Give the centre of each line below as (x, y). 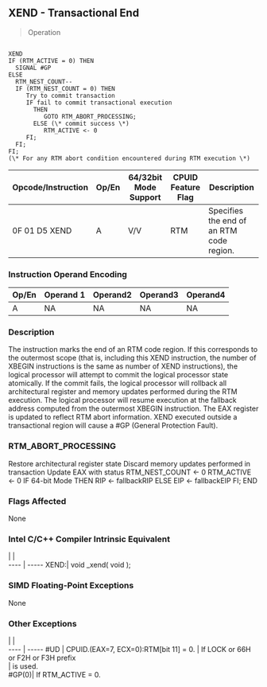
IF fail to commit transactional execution (99, 103)
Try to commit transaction (70, 96)
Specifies (226, 210)
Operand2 (112, 295)
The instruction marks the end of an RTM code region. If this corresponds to (133, 349)
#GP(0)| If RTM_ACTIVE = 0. (54, 674)
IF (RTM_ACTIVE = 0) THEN (51, 61)
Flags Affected (37, 501)
